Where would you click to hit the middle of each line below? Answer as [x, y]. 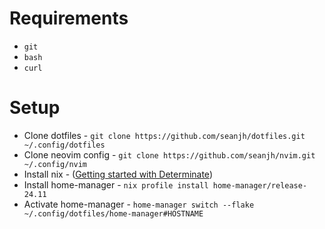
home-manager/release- [260, 185]
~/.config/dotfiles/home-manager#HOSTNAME [113, 213]
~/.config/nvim [55, 164]
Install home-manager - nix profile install [116, 184]
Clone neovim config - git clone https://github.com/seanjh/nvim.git [169, 154]
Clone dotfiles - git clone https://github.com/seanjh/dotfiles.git [164, 135]
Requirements [69, 18]
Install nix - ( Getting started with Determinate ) [118, 174]
